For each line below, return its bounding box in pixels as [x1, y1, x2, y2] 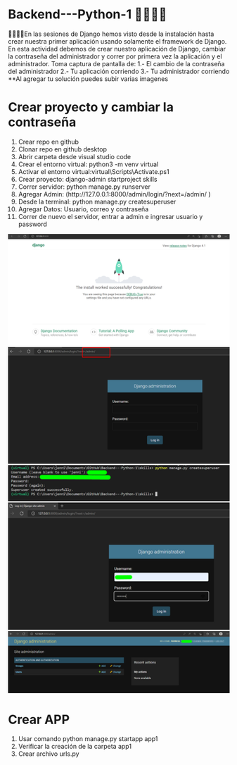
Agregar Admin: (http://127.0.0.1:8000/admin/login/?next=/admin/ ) [18, 189, 211, 198]
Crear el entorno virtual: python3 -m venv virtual [18, 160, 159, 168]
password [18, 220, 48, 228]
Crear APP [8, 711, 70, 728]
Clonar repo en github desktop [18, 144, 108, 154]
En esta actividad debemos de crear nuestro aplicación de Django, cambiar [8, 44, 226, 53]
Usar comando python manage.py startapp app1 [18, 735, 158, 743]
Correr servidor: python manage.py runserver [18, 182, 150, 191]
